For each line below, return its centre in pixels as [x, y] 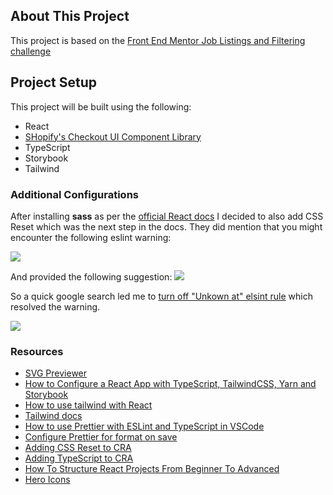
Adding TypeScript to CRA [79, 458]
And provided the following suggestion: [91, 276]
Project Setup [54, 82]
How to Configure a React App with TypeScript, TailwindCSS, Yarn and [170, 384]
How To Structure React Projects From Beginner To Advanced [152, 469]
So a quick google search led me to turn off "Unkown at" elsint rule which [161, 296]
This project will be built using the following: [101, 106]
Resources [37, 351]
